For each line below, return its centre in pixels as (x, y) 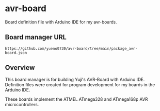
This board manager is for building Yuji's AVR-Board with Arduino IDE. (75, 79)
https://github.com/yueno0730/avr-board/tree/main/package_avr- (71, 48)
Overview (20, 68)
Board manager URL (36, 37)
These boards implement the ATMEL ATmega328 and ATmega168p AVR (77, 99)
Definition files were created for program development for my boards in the (80, 84)
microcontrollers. (22, 104)
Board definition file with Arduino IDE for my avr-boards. (61, 22)
